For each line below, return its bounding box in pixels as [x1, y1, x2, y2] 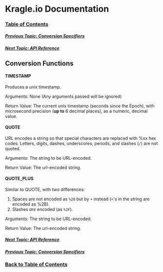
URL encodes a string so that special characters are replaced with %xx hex [5, 135, 156, 141]
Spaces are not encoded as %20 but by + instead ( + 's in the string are [12, 196, 150, 202]
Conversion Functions [5, 60, 74, 68]
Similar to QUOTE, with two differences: [5, 187, 85, 192]
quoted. [5, 146, 21, 151]
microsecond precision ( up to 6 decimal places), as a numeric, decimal [5, 108, 148, 114]
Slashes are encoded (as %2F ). [12, 207, 73, 212]
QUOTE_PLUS [5, 176, 34, 182]
